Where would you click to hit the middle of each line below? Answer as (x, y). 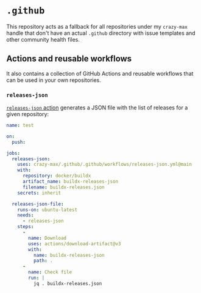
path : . (43, 261)
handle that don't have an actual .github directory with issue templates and (101, 33)
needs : (26, 215)
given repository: (28, 114)
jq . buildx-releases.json (68, 283)
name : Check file (50, 272)
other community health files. (43, 39)
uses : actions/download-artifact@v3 (75, 243)
